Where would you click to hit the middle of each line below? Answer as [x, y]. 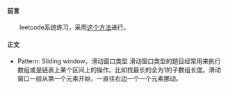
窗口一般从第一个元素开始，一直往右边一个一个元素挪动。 [99, 79]
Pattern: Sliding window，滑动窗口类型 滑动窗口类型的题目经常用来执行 [119, 61]
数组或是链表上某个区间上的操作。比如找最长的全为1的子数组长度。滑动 [119, 70]
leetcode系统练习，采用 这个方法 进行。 [75, 27]
